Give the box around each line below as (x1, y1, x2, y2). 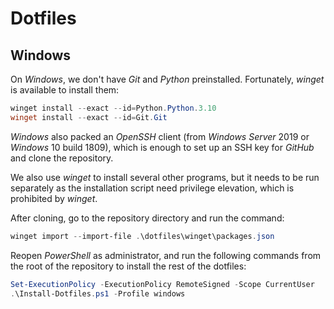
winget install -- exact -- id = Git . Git (10, 112, 168, 122)
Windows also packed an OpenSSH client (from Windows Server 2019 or (10, 130, 310, 142)
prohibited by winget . (10, 192, 98, 204)
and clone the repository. (10, 152, 114, 164)
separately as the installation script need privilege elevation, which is (10, 182, 295, 194)
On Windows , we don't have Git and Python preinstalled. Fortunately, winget (10, 73, 325, 85)
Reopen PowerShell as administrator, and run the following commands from (10, 249, 322, 261)
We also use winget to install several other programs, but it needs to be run (10, 171, 320, 183)
